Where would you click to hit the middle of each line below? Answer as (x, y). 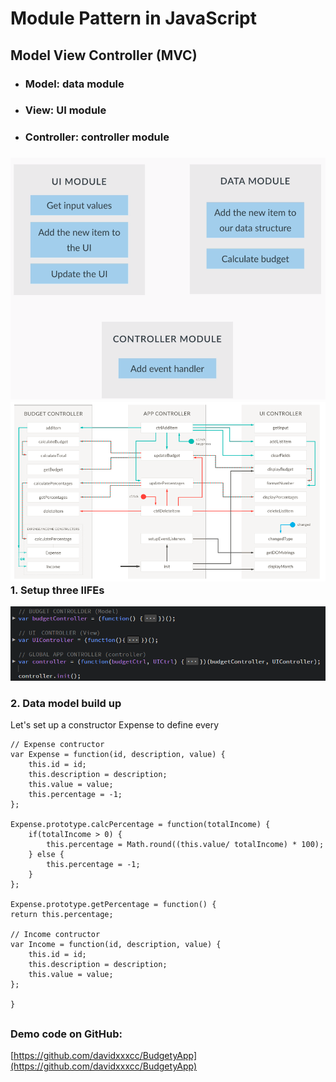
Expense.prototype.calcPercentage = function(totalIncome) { (140, 825)
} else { (46, 855)
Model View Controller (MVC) (104, 55)
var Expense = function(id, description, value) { (118, 755)
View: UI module (65, 110)
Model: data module (74, 84)
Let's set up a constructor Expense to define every (115, 725)
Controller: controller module (97, 137)
